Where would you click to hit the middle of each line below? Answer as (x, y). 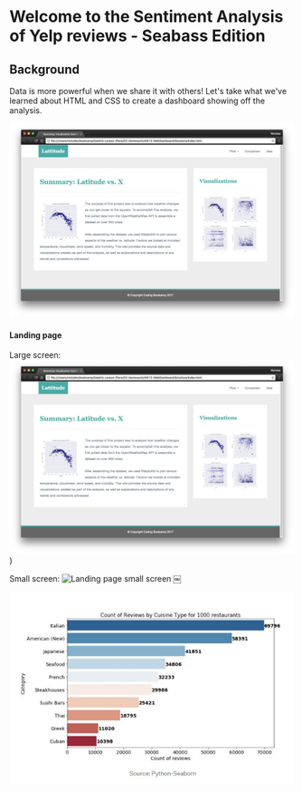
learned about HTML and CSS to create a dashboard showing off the (137, 101)
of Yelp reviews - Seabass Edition (137, 36)
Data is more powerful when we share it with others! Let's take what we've (148, 91)
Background (44, 69)
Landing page (36, 335)
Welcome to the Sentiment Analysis (146, 17)
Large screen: (35, 355)
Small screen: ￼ (96, 579)
